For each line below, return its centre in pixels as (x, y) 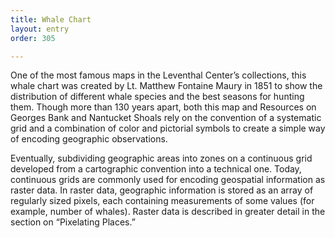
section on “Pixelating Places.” (73, 222)
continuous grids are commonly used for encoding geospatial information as (168, 180)
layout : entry (40, 29)
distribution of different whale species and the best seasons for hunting (157, 97)
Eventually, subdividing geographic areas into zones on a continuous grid (161, 158)
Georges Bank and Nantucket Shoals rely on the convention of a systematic (166, 118)
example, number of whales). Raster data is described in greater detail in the (168, 212)
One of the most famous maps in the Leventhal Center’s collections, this (158, 75)
